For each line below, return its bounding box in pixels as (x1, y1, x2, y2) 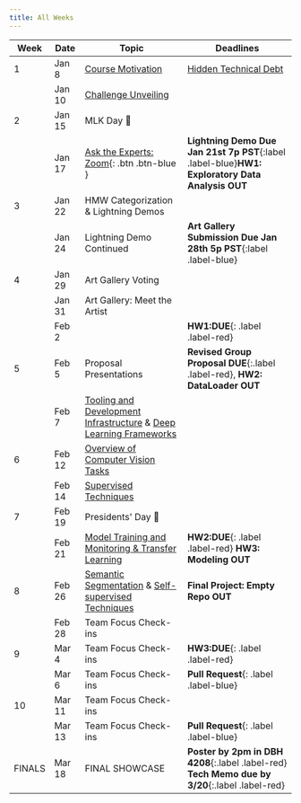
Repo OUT (186, 590, 232, 603)
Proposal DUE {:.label (186, 357, 276, 369)
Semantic (84, 568, 125, 580)
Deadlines (215, 41, 260, 54)
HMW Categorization (84, 194, 173, 207)
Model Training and (84, 531, 167, 543)
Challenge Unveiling (84, 88, 169, 101)
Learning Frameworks (84, 428, 177, 440)
